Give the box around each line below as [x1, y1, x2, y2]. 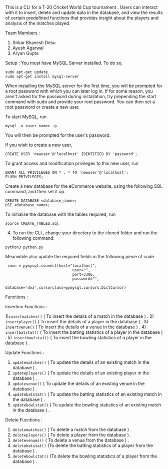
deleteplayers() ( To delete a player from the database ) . [12, 432, 131, 437]
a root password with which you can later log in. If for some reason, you [5, 88, 153, 94]
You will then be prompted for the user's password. [5, 132, 111, 138]
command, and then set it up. [5, 189, 66, 194]
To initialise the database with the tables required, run [5, 211, 116, 217]
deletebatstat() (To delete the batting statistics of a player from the [12, 442, 153, 448]
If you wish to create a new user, [5, 142, 72, 148]
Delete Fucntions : [5, 417, 42, 422]
